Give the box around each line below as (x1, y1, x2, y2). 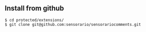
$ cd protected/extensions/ (5, 17, 64, 22)
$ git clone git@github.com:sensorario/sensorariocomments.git (5, 22, 141, 27)
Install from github (5, 4, 64, 13)
